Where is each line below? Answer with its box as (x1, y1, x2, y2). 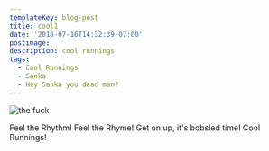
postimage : (9, 38, 51, 48)
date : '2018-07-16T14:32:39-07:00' (9, 30, 144, 39)
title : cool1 (9, 22, 59, 31)
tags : (9, 55, 30, 64)
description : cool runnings (9, 47, 116, 56)
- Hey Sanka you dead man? (17, 80, 119, 89)
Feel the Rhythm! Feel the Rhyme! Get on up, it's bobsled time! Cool (9, 122, 261, 133)
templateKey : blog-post (9, 13, 99, 22)
